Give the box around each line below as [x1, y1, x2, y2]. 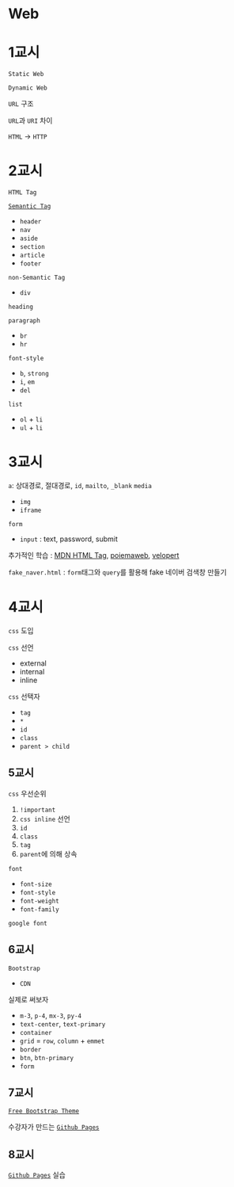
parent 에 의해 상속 [19, 849, 77, 858]
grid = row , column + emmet [19, 1036, 105, 1045]
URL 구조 [8, 99, 34, 109]
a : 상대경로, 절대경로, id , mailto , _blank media [8, 481, 153, 490]
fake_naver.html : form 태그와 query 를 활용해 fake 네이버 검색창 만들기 [8, 567, 227, 577]
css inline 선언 [19, 814, 71, 823]
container [19, 1029, 53, 1036]
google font [8, 919, 47, 927]
